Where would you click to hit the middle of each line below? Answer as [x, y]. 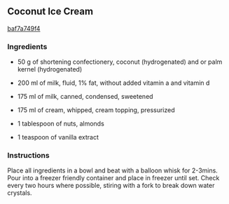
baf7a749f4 [24, 28]
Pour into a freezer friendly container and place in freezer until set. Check [113, 178]
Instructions [29, 156]
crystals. [20, 193]
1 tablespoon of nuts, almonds [61, 124]
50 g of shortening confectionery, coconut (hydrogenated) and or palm [120, 62]
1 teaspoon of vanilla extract [58, 137]
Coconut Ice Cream [50, 12]
